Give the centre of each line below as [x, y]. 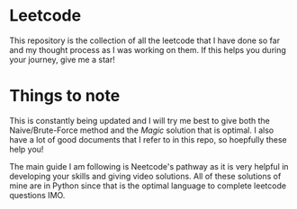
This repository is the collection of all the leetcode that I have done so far [145, 40]
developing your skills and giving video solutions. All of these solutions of [145, 176]
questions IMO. [37, 195]
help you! [27, 149]
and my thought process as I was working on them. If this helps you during [148, 49]
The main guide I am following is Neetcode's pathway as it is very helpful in [149, 166]
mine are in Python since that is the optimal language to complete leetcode [148, 186]
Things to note [65, 96]
